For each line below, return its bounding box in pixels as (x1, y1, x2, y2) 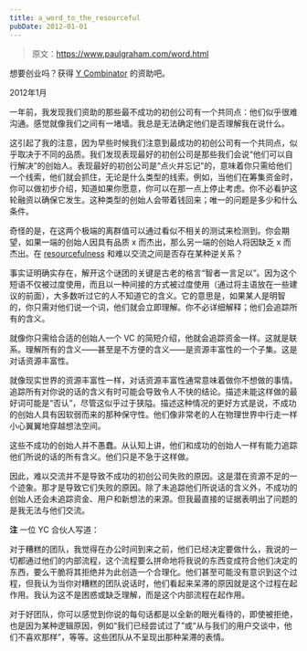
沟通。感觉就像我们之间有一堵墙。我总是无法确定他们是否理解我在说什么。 (9, 118, 290, 129)
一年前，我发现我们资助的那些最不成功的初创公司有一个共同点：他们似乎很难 (9, 106, 298, 117)
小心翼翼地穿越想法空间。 (9, 420, 106, 431)
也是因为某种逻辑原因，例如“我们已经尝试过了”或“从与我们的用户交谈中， (9, 620, 285, 631)
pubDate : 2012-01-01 (9, 22, 89, 31)
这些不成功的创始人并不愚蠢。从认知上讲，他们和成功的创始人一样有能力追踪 (9, 439, 298, 450)
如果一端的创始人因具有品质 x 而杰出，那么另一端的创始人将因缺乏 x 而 (25, 236, 292, 247)
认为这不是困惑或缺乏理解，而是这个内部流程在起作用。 (40, 589, 249, 600)
